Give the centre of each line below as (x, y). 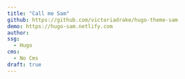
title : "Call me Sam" (38, 13)
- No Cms (26, 58)
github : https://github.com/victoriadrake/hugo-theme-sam (92, 20)
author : (18, 33)
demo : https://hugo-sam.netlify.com (60, 26)
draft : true (24, 65)
